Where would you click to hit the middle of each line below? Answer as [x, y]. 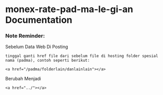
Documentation [39, 20]
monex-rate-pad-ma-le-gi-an [69, 9]
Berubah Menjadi [23, 79]
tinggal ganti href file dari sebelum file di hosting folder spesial [82, 56]
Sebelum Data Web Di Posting [37, 47]
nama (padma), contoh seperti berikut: [48, 61]
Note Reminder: [25, 36]
